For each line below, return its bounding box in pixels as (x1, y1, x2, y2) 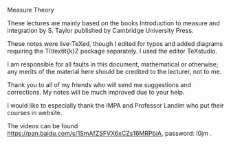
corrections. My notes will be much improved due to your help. (7, 88, 185, 96)
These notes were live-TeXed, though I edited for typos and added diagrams (7, 40, 223, 47)
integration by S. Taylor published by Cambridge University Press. (7, 27, 194, 34)
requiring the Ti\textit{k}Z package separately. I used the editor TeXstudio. (7, 47, 218, 55)
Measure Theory (7, 6, 54, 14)
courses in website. (7, 109, 63, 117)
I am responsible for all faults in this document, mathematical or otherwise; (7, 60, 219, 68)
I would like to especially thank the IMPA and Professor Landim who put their (7, 101, 224, 109)
